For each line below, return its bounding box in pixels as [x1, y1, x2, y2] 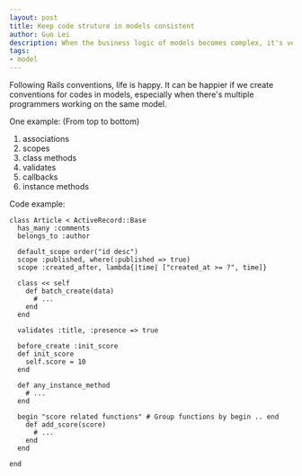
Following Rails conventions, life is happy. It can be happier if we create [9, 80, 274, 90]
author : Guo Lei [9, 30, 70, 39]
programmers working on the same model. [9, 99, 167, 109]
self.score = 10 [25, 357, 87, 366]
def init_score [17, 349, 75, 358]
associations [22, 134, 70, 144]
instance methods [22, 181, 90, 191]
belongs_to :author [17, 232, 91, 241]
